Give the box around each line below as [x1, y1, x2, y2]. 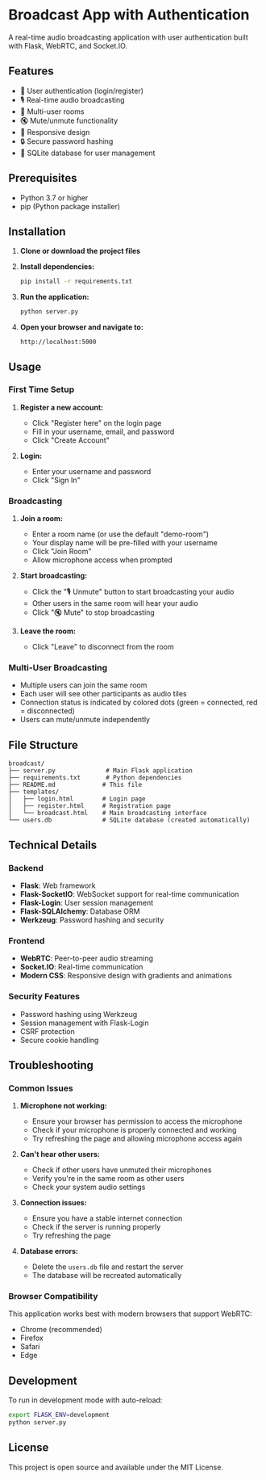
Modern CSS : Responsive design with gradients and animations [19, 971, 232, 981]
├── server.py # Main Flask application [8, 767, 193, 775]
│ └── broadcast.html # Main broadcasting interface [8, 809, 207, 818]
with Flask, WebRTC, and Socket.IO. [8, 40, 127, 50]
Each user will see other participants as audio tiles [19, 689, 187, 699]
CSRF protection [19, 1026, 75, 1036]
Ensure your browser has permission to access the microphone [31, 1116, 243, 1126]
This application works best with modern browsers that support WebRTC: [8, 1309, 252, 1318]
